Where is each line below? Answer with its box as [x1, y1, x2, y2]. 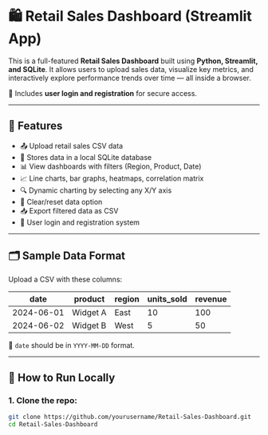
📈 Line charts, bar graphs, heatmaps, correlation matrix [19, 174, 204, 183]
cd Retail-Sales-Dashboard [8, 421, 98, 429]
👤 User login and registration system [19, 217, 140, 227]
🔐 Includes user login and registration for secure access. [8, 88, 198, 98]
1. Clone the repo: [8, 394, 77, 405]
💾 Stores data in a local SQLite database [19, 152, 152, 162]
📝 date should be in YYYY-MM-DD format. [8, 340, 136, 349]
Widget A [71, 306, 107, 317]
